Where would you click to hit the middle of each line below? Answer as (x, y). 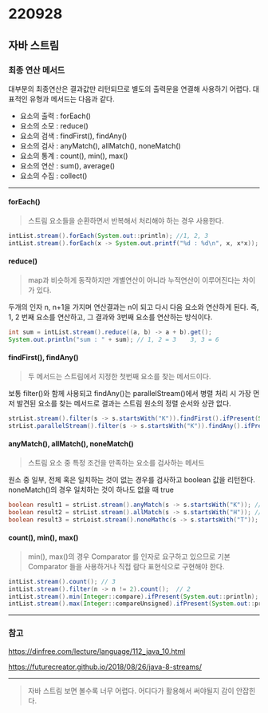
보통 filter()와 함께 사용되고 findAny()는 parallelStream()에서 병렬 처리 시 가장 (130, 393)
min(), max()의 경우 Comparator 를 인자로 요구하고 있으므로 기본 (129, 557)
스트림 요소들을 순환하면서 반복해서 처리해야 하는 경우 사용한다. (126, 221)
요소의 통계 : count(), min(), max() (74, 156)
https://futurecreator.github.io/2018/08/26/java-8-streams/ (105, 667)
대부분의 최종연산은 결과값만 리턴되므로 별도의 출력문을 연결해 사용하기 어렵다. (130, 89)
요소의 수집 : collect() (53, 176)
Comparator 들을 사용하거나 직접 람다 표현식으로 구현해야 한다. (126, 566)
